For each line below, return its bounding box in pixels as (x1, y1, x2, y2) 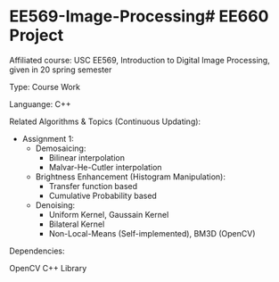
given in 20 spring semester (9, 64, 112, 75)
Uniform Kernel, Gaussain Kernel (48, 209, 169, 220)
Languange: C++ (9, 98, 71, 109)
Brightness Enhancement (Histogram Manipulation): (35, 171, 226, 182)
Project (9, 25, 64, 46)
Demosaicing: (35, 143, 86, 153)
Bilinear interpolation (48, 152, 125, 162)
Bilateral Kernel (48, 219, 105, 229)
